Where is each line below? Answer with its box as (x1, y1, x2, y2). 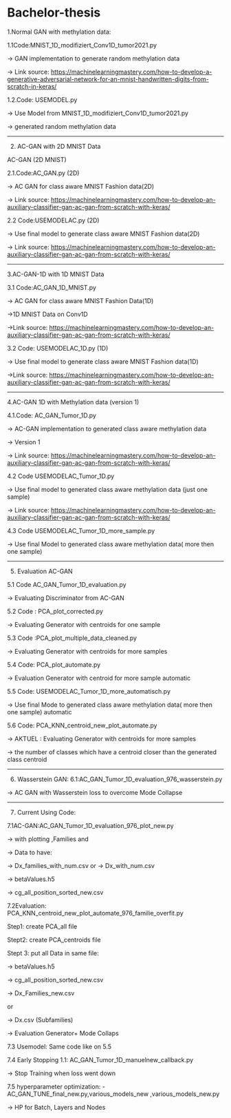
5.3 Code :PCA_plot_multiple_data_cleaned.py (7, 634, 137, 642)
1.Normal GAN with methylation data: (7, 28, 111, 36)
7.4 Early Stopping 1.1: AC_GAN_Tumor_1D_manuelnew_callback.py (7, 1055, 194, 1064)
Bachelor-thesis (7, 5, 101, 21)
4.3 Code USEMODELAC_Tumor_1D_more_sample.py (7, 526, 155, 535)
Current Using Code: (16, 808, 76, 816)
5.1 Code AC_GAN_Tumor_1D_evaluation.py (7, 580, 126, 588)
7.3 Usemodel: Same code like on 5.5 (7, 1042, 112, 1050)
